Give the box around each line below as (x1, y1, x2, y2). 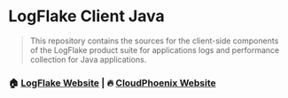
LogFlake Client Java (8, 6, 165, 26)
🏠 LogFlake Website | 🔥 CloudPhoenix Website (8, 77, 216, 89)
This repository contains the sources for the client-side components (29, 35, 279, 46)
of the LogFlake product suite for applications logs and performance (29, 44, 280, 55)
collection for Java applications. (29, 54, 147, 64)
